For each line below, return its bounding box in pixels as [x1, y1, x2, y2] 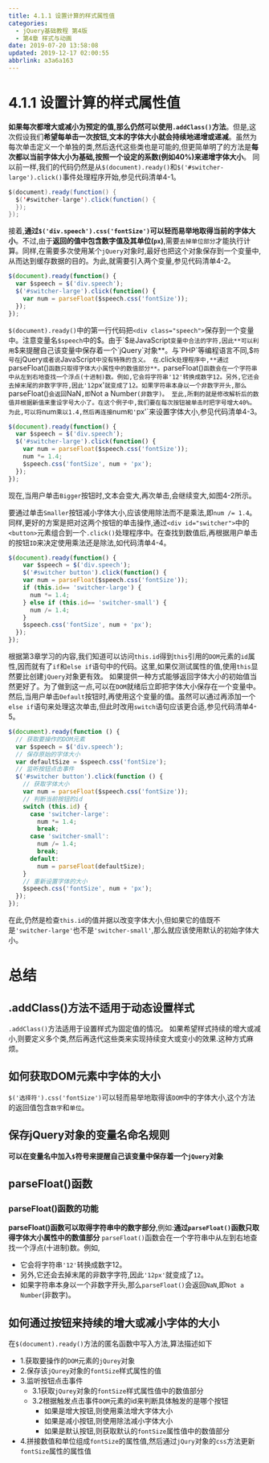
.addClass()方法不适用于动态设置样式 [8, 1001, 195, 1014]
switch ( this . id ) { [22, 802, 88, 810]
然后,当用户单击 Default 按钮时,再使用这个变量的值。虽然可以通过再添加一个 [8, 692, 256, 702]
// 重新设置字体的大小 [22, 877, 88, 885]
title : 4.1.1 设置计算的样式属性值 [8, 11, 115, 20]
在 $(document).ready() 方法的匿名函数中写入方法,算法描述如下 [8, 1339, 213, 1349]
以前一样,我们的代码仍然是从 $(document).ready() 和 [8, 162, 178, 171]
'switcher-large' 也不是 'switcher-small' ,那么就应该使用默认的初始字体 [15, 925, 253, 935]
